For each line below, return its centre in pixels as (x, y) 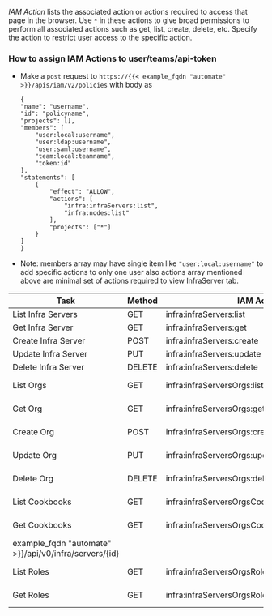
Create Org (34, 432)
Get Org (28, 409)
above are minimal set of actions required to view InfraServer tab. (129, 281)
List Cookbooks (42, 502)
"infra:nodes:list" (96, 213)
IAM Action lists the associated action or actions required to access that (128, 12)
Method (142, 301)
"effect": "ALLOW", (82, 192)
